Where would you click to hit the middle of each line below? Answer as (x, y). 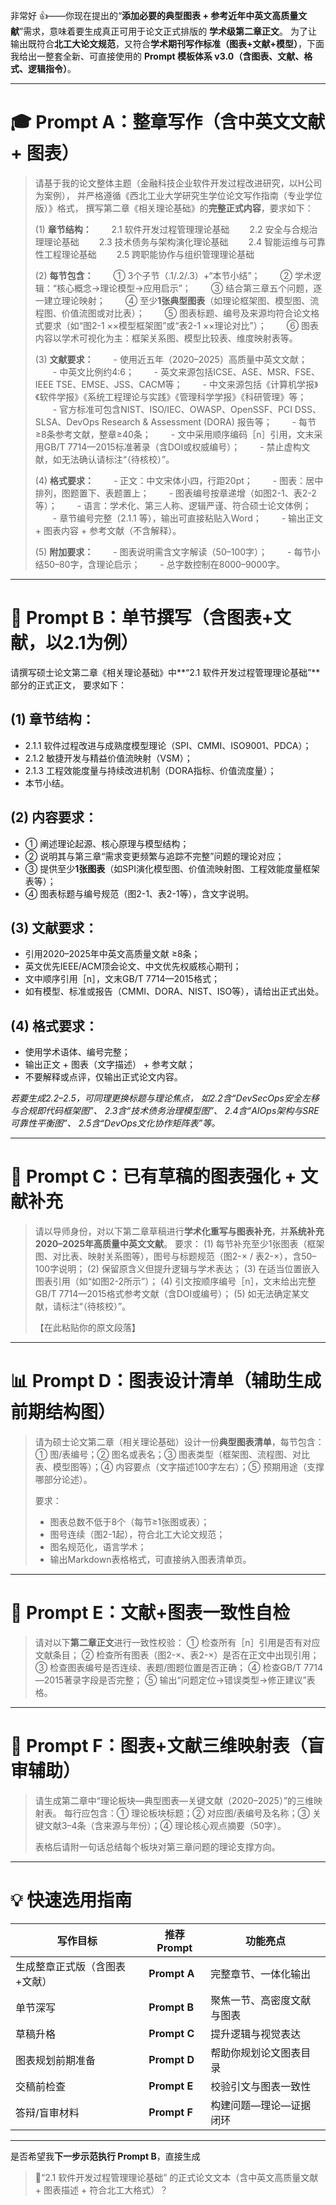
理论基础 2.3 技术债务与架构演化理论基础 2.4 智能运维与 (176, 241)
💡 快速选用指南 (71, 1900)
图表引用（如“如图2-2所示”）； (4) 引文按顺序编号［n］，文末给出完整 (175, 1281)
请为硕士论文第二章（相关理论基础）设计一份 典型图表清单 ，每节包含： (179, 1442)
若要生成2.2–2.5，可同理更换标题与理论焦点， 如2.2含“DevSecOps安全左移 (165, 1098)
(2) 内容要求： (54, 817)
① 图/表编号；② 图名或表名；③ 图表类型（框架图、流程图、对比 (172, 1454)
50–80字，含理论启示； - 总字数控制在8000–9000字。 (164, 564)
